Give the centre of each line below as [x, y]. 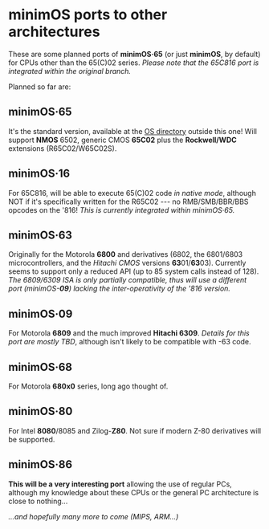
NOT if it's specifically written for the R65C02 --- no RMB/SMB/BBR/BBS [128, 201]
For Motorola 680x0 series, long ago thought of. [88, 386]
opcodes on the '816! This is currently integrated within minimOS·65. [122, 210]
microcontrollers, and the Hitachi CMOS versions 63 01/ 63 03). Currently [127, 263]
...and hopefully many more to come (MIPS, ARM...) [94, 516]
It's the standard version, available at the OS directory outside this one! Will [132, 131]
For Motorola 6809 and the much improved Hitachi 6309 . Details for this [129, 333]
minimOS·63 [40, 235]
